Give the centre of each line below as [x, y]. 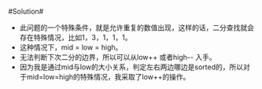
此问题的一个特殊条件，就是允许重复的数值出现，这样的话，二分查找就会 [137, 28]
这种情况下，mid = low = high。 [71, 47]
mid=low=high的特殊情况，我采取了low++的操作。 [108, 77]
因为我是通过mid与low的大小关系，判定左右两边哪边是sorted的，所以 [131, 67]
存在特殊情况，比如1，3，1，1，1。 [76, 37]
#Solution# [26, 11]
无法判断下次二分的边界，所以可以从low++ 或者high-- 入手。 [118, 57]
